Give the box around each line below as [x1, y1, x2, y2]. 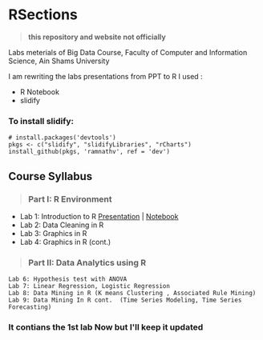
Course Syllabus [8, 170, 93, 183]
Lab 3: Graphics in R [19, 228, 87, 238]
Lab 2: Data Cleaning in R [19, 220, 104, 230]
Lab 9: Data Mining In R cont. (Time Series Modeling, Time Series [8, 296, 242, 305]
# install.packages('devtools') [8, 134, 116, 142]
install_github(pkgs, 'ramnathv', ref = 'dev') [8, 148, 171, 156]
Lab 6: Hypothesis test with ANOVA [8, 275, 127, 283]
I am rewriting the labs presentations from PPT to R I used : [8, 71, 203, 81]
